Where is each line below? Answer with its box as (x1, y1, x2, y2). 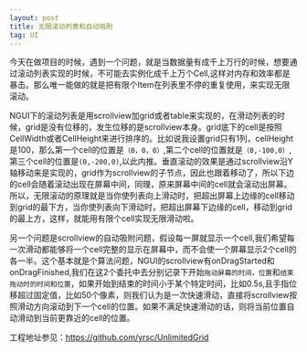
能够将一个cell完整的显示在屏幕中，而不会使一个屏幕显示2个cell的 (48, 244, 297, 255)
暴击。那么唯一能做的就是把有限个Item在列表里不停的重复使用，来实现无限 (9, 80, 291, 91)
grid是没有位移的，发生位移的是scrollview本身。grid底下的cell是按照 (25, 122, 283, 133)
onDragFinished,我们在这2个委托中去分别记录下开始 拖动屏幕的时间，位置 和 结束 (9, 267, 294, 278)
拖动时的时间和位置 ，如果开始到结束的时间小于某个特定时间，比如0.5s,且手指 (9, 278, 290, 289)
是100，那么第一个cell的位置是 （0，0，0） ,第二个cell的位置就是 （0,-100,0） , (9, 144, 292, 155)
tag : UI (9, 30, 39, 39)
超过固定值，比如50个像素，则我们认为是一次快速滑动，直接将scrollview (16, 290, 290, 301)
